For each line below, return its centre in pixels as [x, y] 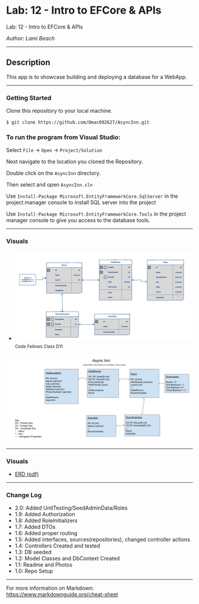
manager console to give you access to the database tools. [78, 220]
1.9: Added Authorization [45, 514]
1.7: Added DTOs [35, 527]
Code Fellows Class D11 [39, 346]
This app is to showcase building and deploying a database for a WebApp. [97, 77]
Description [28, 63]
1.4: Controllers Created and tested [57, 546]
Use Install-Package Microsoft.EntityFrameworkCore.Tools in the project [96, 214]
